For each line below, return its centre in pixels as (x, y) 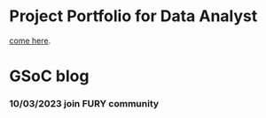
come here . (30, 41)
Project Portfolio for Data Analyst (133, 16)
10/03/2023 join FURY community (84, 104)
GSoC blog (49, 76)
